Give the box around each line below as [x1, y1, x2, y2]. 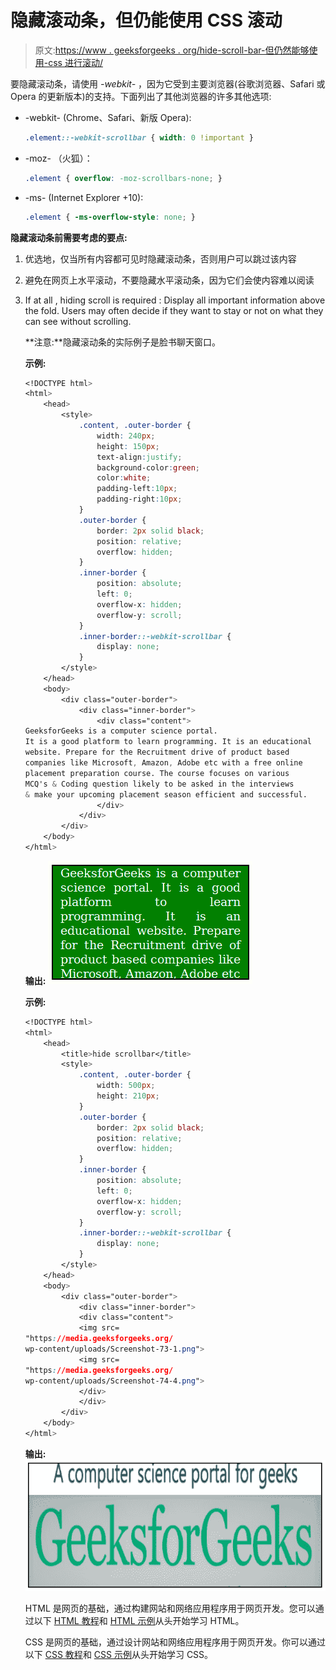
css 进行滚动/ [48, 56, 103, 68]
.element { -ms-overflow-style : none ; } [24, 212, 196, 222]
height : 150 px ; [96, 441, 160, 451]
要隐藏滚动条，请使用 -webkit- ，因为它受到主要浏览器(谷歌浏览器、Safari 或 [10, 77, 326, 90]
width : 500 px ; [96, 1081, 156, 1091]
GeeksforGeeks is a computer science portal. [24, 726, 218, 736]
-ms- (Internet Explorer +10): [24, 191, 144, 203]
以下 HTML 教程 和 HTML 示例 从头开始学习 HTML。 [33, 1614, 245, 1626]
